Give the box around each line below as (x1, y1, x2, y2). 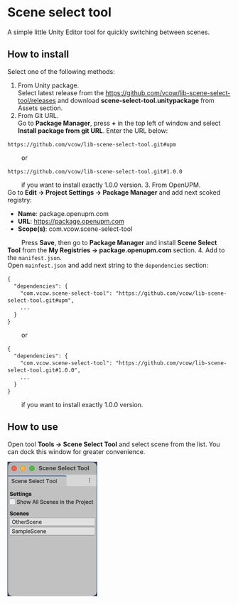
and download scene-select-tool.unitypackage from (58, 96, 215, 104)
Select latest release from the (17, 88, 104, 97)
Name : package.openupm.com (17, 209, 109, 217)
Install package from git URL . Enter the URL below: (17, 126, 168, 135)
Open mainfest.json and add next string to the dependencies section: (7, 261, 209, 269)
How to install (7, 48, 70, 60)
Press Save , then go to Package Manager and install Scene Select (21, 238, 217, 247)
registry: (7, 195, 32, 204)
